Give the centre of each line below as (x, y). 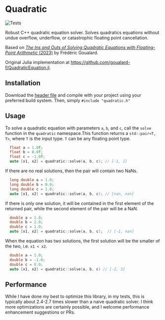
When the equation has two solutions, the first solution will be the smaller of (82, 241)
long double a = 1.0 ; (32, 180)
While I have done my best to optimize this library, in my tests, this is (75, 297)
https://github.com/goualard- (100, 62)
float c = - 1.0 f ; (27, 157)
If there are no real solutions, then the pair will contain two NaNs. (71, 171)
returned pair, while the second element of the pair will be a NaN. (72, 208)
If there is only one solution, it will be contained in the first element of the (80, 203)
